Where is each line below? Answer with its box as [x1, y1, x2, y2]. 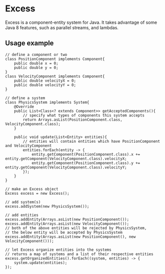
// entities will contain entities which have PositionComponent [23, 139, 161, 144]
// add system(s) [5, 199, 41, 205]
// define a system [5, 95, 45, 101]
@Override [14, 104, 35, 109]
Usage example [5, 39, 54, 48]
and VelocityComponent [5, 143, 52, 148]
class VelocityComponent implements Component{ [5, 74, 105, 79]
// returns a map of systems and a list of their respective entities [5, 251, 154, 257]
